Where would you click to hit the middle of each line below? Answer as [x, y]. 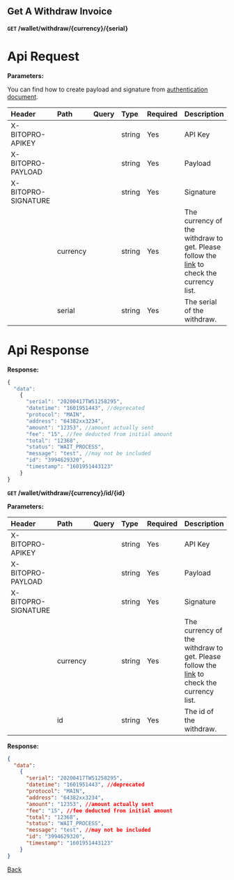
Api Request [44, 56]
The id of [199, 711]
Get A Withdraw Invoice [60, 12]
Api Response [48, 350]
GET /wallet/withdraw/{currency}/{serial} [68, 28]
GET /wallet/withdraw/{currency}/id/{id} [66, 493]
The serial [201, 301]
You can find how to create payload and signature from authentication [108, 89]
